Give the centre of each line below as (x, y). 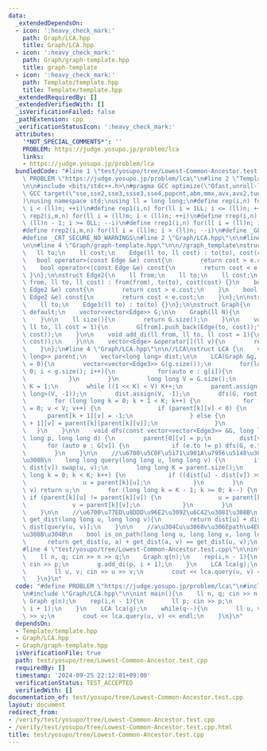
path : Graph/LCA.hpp (56, 38)
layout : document (37, 705)
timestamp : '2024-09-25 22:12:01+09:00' (83, 675)
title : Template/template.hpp (73, 90)
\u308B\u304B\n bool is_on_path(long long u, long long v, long (136, 535)
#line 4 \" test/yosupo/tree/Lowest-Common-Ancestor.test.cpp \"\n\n (136, 549)
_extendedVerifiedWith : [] (60, 104)
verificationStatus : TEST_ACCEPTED (74, 682)
